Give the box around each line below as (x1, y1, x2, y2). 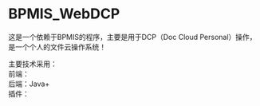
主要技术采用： (8, 59, 57, 69)
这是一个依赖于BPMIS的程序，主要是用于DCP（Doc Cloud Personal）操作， (8, 32, 257, 41)
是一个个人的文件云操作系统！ (8, 41, 106, 52)
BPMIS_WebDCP (8, 5, 120, 23)
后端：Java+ (8, 79, 50, 88)
